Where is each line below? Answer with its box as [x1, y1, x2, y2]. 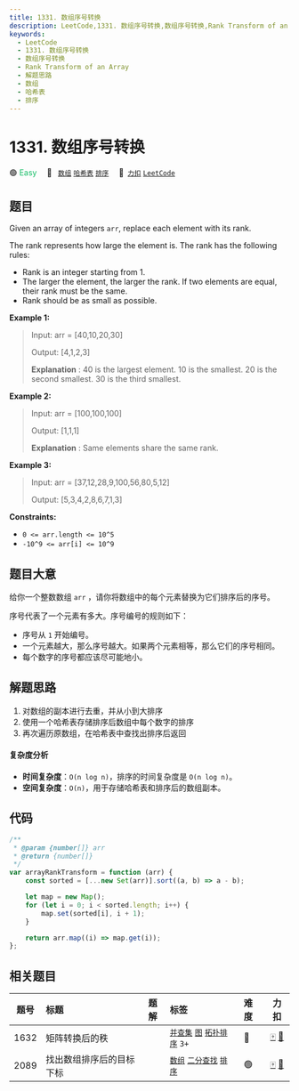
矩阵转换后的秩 [45, 1032, 109, 1045]
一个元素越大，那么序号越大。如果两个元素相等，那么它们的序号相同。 [21, 640, 280, 651]
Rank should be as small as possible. [21, 295, 158, 306]
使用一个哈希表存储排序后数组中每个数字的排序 [21, 716, 194, 727]
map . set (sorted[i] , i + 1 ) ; [41, 909, 145, 917]
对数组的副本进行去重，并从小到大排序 [21, 705, 163, 716]
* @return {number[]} [12, 852, 93, 861]
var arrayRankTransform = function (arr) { [9, 869, 174, 877]
